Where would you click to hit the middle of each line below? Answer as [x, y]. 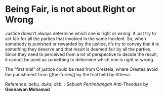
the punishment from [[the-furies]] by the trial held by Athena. [68, 74]
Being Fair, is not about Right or [70, 9]
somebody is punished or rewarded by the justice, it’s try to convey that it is [82, 44]
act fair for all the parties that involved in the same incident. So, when [76, 39]
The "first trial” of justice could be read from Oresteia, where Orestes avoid [82, 69]
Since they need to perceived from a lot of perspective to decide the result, [82, 54]
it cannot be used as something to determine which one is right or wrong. [80, 59]
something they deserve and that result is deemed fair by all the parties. [78, 49]
